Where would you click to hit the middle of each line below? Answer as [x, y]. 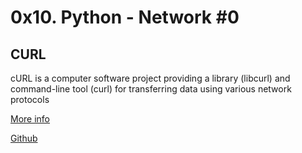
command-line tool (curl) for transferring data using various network [151, 89]
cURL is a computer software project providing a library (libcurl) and [150, 78]
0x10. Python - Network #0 [125, 17]
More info [30, 119]
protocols [30, 99]
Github [24, 138]
